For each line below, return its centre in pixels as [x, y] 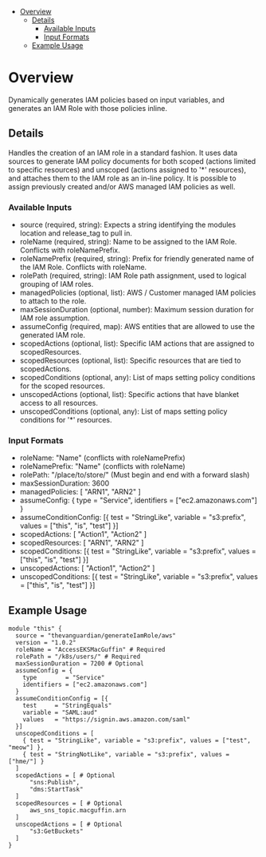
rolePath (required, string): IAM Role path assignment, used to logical [133, 276]
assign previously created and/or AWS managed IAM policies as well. [122, 186]
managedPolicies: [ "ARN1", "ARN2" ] [80, 492]
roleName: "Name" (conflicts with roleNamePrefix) [102, 458]
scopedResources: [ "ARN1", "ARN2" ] [82, 543]
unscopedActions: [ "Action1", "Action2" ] [87, 568]
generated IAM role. [53, 335]
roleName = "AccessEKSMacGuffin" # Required [90, 650]
